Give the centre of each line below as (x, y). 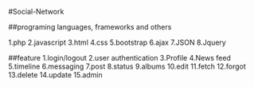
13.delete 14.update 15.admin (56, 75)
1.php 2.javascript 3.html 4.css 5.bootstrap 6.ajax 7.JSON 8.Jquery (117, 42)
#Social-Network (36, 12)
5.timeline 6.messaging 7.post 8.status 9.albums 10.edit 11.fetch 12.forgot (127, 66)
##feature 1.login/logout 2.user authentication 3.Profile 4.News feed (119, 58)
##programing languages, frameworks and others (90, 27)
